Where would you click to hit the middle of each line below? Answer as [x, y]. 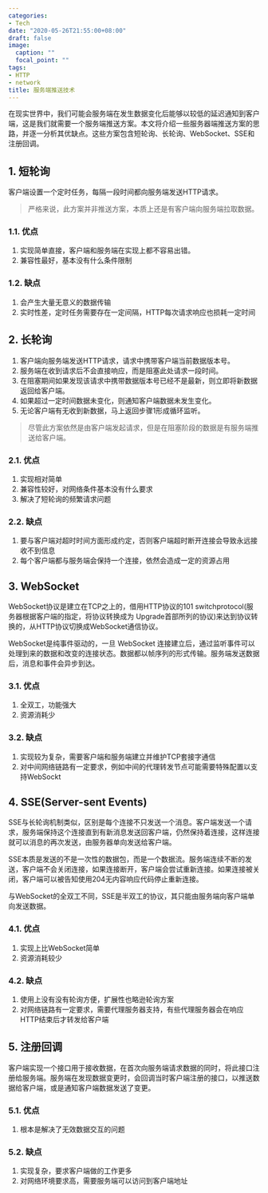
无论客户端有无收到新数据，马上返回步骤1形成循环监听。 [112, 410]
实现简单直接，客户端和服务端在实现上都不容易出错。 [107, 251]
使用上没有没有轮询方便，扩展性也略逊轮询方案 [97, 999]
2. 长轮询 [30, 340]
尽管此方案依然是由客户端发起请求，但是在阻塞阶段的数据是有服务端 [140, 427]
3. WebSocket [44, 586]
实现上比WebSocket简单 [60, 948]
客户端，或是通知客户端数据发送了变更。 [89, 1088]
